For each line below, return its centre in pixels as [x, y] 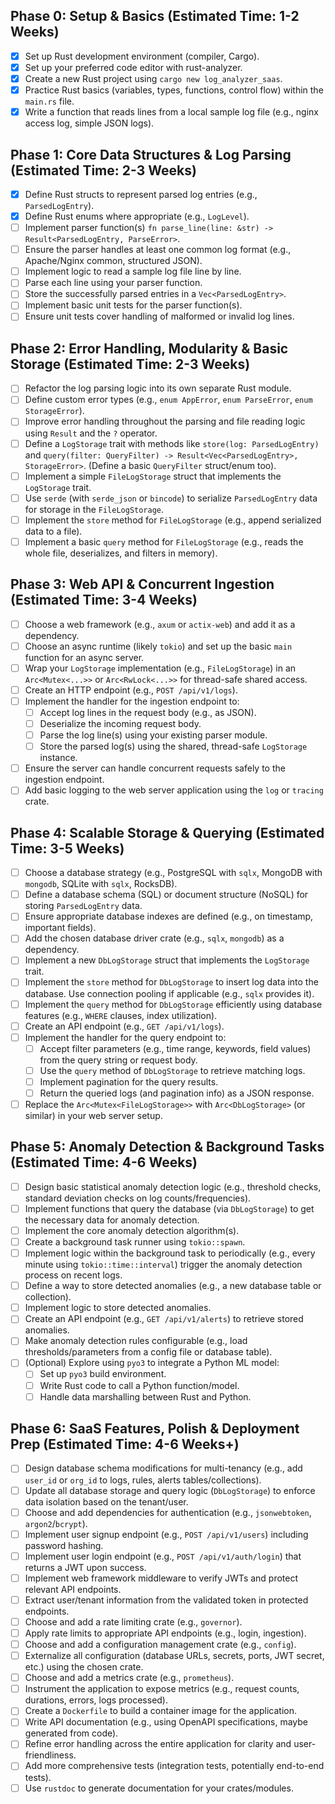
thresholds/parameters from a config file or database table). [148, 1352]
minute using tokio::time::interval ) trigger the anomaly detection [163, 1265]
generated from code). [71, 1733]
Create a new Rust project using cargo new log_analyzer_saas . [153, 78]
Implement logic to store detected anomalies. [118, 1308]
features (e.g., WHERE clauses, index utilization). [121, 1015]
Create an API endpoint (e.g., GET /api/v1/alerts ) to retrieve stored [164, 1319]
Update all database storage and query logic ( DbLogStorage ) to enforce [170, 1490]
